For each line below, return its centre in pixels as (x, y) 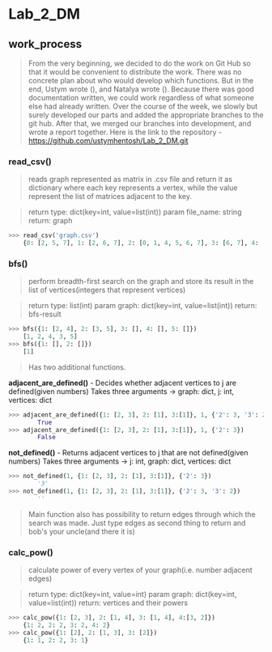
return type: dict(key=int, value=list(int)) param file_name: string (135, 212)
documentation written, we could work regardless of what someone (141, 97)
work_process (45, 44)
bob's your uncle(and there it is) (81, 531)
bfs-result (45, 314)
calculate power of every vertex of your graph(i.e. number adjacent (140, 570)
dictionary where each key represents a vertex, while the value (133, 188)
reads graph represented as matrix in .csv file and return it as (130, 180)
